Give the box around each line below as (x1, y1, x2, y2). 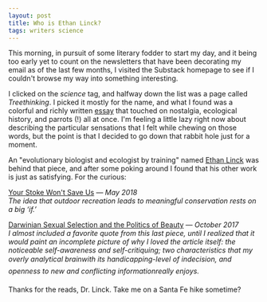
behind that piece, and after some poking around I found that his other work (8, 164, 257, 174)
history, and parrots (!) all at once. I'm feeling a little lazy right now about (8, 115, 246, 124)
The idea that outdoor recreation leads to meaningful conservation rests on (8, 196, 257, 206)
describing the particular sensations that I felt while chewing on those (8, 123, 238, 132)
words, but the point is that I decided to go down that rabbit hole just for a (8, 131, 250, 141)
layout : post (8, 11, 52, 20)
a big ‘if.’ (8, 205, 37, 214)
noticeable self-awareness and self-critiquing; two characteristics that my (8, 245, 253, 255)
